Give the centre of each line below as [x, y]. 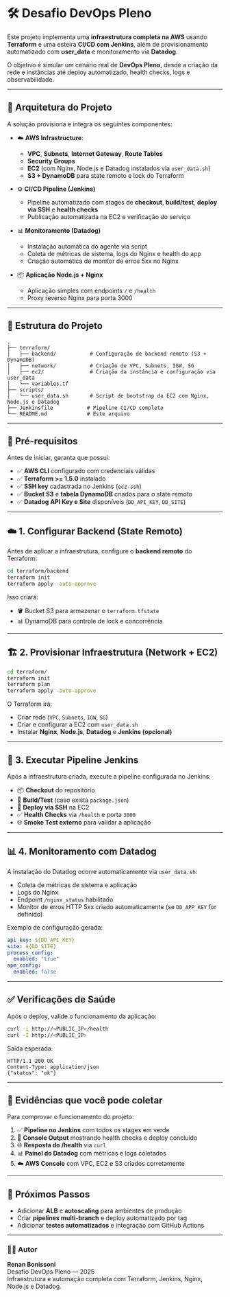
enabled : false [35, 972]
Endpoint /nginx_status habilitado [65, 899]
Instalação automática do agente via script [87, 246]
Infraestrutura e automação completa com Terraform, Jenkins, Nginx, [105, 1279]
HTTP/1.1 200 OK [30, 1061]
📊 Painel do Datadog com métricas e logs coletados [91, 1153]
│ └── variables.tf [38, 384]
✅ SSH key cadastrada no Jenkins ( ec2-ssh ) [79, 486]
